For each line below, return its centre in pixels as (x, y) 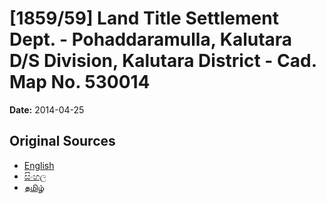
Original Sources (62, 141)
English (39, 165)
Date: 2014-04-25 (47, 109)
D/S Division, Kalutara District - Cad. (163, 61)
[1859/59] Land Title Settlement (144, 18)
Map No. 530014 (80, 82)
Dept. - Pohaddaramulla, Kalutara (151, 39)
